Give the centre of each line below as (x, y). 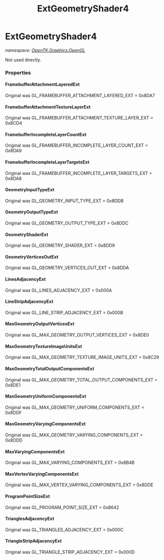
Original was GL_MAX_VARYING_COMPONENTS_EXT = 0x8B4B (70, 463)
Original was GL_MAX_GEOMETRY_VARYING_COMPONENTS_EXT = (74, 435)
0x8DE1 (13, 385)
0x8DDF (14, 412)
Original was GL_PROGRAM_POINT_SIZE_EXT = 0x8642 (62, 507)
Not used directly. (23, 59)
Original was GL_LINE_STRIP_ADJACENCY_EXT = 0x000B (64, 312)
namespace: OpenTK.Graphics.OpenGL (45, 50)
